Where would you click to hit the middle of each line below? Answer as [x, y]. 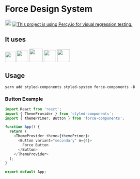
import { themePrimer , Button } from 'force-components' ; [65, 118]
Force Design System [49, 9]
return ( [18, 132]
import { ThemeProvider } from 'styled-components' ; [59, 114]
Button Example [24, 99]
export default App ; [26, 172]
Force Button [36, 145]
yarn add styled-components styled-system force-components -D [70, 87]
